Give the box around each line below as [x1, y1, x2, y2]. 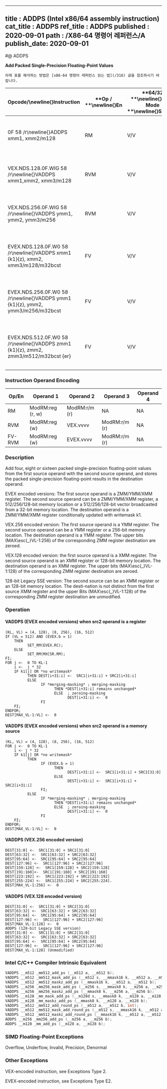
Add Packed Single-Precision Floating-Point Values [5, 62, 113, 68]
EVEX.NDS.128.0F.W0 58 [7, 243, 69, 250]
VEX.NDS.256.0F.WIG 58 [7, 204, 67, 211]
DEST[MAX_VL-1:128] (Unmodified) [5, 948, 75, 953]
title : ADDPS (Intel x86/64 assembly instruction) [5, 14, 160, 23]
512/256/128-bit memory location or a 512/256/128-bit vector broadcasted [5, 501, 158, 508]
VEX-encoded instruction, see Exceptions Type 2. [5, 1068, 107, 1074]
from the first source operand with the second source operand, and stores [5, 471, 158, 477]
